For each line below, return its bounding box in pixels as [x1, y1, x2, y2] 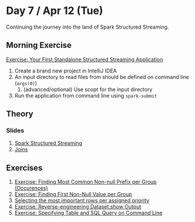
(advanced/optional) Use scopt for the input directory [23, 86, 153, 93]
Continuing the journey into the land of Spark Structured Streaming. [6, 23, 169, 30]
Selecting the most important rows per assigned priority [14, 197, 149, 204]
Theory [6, 109, 34, 119]
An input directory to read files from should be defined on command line [14, 73, 189, 80]
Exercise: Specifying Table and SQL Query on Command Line [14, 209, 163, 217]
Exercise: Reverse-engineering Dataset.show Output [14, 203, 142, 210]
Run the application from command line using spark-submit [14, 92, 157, 99]
